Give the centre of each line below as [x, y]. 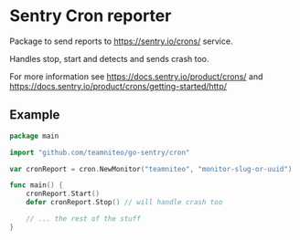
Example [35, 115]
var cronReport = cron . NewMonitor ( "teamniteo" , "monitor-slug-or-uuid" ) [151, 169]
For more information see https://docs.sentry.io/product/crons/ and [136, 76]
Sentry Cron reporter [91, 16]
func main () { [37, 185]
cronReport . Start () [63, 194]
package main [34, 136]
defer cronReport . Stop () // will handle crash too [124, 203]
